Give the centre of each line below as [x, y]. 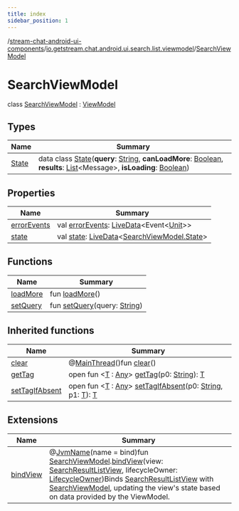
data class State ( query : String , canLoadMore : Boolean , [131, 159]
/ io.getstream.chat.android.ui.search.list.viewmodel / [120, 48]
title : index [27, 14]
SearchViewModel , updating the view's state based [134, 488]
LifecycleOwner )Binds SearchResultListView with [131, 479]
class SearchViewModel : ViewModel [62, 105]
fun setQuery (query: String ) [96, 305]
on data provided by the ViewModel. [110, 497]
